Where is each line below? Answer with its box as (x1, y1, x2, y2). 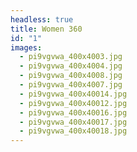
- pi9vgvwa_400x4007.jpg (19, 80, 123, 90)
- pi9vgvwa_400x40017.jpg (19, 117, 128, 127)
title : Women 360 (10, 24, 83, 34)
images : (10, 42, 43, 53)
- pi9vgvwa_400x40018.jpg (19, 126, 128, 136)
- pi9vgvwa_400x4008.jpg (19, 71, 123, 81)
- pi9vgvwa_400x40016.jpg (19, 107, 128, 118)
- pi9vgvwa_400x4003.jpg (19, 52, 123, 62)
